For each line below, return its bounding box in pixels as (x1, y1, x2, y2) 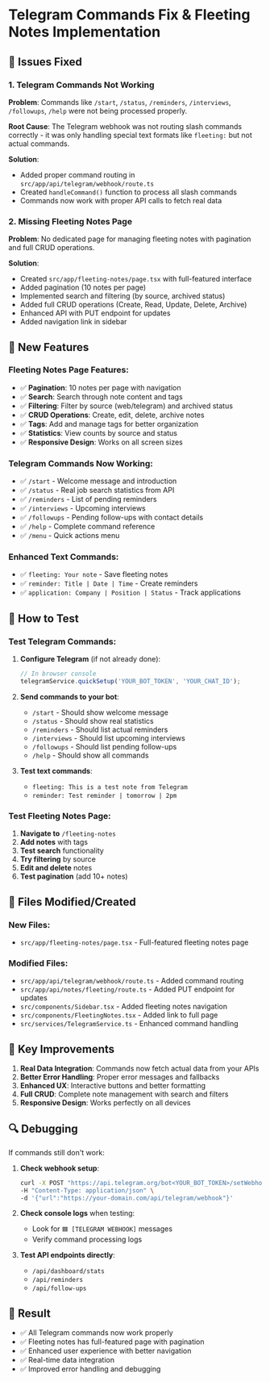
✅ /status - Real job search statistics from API (19, 486, 175, 495)
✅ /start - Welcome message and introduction (19, 476, 177, 486)
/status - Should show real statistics (31, 716, 155, 725)
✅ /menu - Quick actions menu (19, 531, 120, 541)
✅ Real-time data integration (19, 1355, 115, 1365)
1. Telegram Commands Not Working (8, 79, 155, 90)
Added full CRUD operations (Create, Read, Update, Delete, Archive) (19, 300, 247, 310)
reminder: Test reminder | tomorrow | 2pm (31, 791, 177, 800)
